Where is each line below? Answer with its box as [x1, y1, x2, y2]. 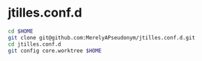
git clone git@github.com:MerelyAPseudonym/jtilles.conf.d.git [8, 34, 196, 41]
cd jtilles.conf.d [8, 40, 61, 48]
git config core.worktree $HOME [8, 47, 102, 54]
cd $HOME [8, 28, 33, 35]
